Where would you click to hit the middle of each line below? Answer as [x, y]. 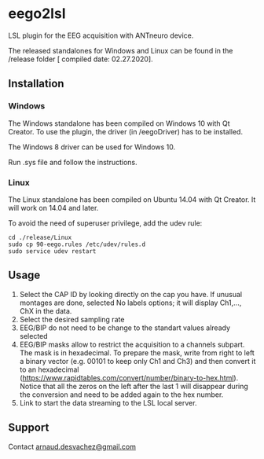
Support [29, 428]
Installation [36, 84]
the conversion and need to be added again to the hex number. [121, 395]
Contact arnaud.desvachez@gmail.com [72, 446]
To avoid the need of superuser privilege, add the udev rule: [105, 223]
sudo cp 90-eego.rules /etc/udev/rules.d [77, 244]
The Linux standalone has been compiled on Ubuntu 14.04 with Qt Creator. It [132, 199]
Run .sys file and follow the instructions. [73, 162]
